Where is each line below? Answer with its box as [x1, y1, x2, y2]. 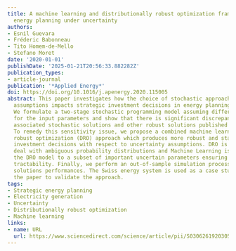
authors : [7, 23, 33, 30]
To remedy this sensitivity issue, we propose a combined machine [13, 128, 212, 135]
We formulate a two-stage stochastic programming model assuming [13, 108, 209, 115]
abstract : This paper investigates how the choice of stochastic [7, 96, 202, 103]
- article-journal [7, 75, 61, 83]
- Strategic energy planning [7, 187, 93, 194]
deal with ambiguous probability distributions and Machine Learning [13, 148, 221, 155]
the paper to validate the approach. [13, 174, 124, 181]
